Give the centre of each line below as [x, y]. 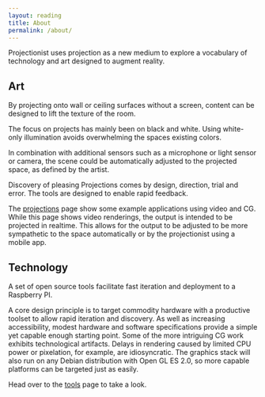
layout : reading [35, 15]
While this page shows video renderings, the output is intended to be [121, 217]
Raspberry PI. [30, 295]
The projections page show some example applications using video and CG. [132, 209]
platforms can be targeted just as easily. [74, 369]
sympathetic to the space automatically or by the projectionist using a [122, 234]
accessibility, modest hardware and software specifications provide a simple [133, 327]
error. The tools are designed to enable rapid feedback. [98, 193]
